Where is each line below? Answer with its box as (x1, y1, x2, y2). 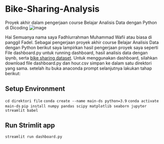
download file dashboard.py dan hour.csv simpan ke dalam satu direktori (5, 60, 152, 66)
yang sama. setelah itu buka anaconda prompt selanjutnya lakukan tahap (5, 65, 152, 71)
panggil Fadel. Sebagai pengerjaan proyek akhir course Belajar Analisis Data (5, 39, 159, 45)
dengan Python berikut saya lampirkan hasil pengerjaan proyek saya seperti (5, 44, 158, 50)
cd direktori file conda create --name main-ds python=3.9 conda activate (5, 99, 159, 103)
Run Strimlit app (5, 121, 55, 130)
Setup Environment (5, 84, 65, 93)
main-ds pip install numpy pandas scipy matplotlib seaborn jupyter (5, 103, 147, 108)
